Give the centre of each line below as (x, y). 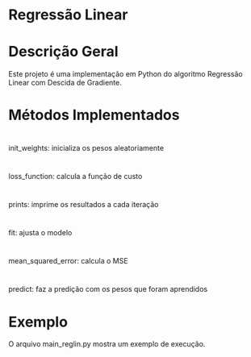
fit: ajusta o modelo (40, 233)
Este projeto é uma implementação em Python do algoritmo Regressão (126, 74)
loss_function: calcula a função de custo (75, 176)
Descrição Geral (63, 52)
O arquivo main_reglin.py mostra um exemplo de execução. (107, 344)
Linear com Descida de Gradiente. (65, 83)
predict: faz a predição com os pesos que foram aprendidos (108, 289)
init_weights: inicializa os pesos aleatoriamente (86, 147)
